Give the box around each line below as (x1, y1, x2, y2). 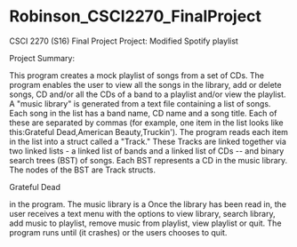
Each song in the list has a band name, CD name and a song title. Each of (9, 108, 277, 118)
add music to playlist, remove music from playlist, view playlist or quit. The (9, 218, 282, 228)
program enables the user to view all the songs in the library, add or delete (9, 79, 282, 90)
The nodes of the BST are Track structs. (9, 164, 157, 175)
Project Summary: (9, 52, 76, 63)
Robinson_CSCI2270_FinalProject (9, 6, 262, 27)
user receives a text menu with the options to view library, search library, (9, 208, 276, 219)
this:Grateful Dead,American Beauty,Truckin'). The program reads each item (9, 126, 289, 137)
